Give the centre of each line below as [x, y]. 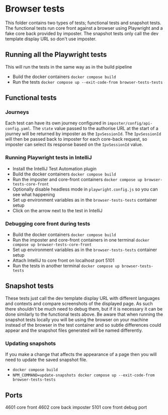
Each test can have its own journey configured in [56, 123]
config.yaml [18, 129]
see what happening [34, 194]
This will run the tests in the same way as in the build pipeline [69, 67]
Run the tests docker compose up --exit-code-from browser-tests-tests [88, 82]
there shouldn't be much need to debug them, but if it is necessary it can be [84, 309]
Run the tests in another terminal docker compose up [66, 266]
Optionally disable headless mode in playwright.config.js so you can [85, 189]
